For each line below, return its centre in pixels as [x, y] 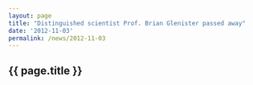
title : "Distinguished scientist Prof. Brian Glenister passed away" [127, 23]
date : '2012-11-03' [41, 30]
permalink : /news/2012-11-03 [57, 38]
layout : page [30, 16]
